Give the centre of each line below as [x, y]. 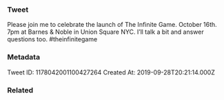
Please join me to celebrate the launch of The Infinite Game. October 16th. [112, 25]
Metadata [23, 57]
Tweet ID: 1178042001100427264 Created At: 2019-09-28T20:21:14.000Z [111, 72]
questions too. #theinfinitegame [52, 39]
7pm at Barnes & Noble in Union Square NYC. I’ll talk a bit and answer [106, 32]
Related [20, 90]
